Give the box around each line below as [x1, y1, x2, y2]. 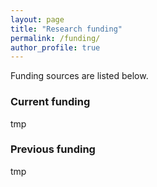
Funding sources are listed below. [10, 70, 149, 82]
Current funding [10, 95, 91, 109]
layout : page [10, 14, 65, 25]
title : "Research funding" [10, 24, 123, 34]
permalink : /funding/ [10, 33, 101, 43]
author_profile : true [10, 42, 101, 53]
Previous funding [10, 142, 96, 156]
